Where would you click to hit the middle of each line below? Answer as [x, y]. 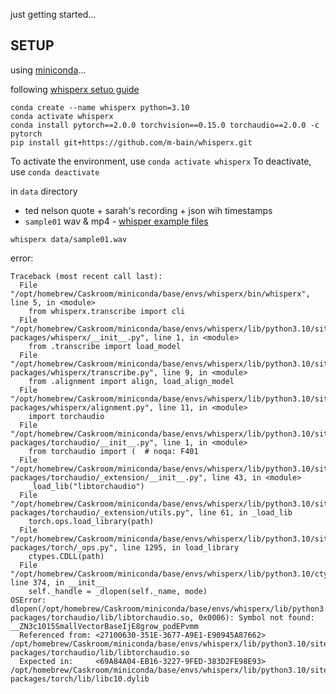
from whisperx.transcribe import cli [107, 311]
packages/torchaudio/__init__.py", [84, 442]
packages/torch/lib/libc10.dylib [80, 679]
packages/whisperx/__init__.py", [80, 337]
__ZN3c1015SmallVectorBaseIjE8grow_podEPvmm [104, 626]
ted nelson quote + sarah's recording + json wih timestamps [148, 210]
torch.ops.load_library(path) [91, 521]
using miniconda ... [48, 70]
